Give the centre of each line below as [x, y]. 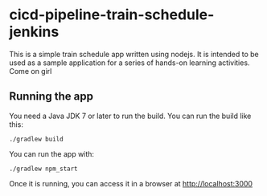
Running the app [51, 97]
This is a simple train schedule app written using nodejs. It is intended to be [134, 54]
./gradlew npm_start [44, 169]
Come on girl [31, 71]
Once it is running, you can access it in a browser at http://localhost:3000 [131, 183]
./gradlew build [36, 139]
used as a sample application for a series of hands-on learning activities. [129, 63]
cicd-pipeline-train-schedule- [112, 15]
